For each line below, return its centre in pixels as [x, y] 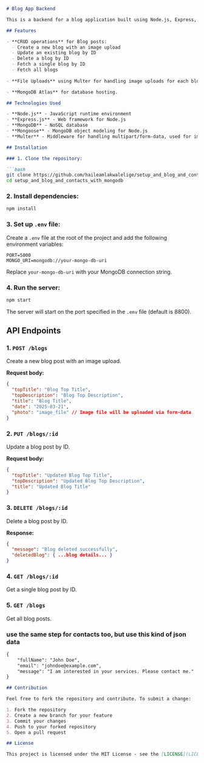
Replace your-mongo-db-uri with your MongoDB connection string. [89, 272]
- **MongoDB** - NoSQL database [47, 125]
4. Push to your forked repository [51, 727]
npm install [21, 209]
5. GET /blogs [26, 605]
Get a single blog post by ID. [42, 589]
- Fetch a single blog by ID [49, 64]
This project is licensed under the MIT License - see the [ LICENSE [95, 755]
